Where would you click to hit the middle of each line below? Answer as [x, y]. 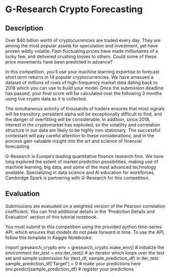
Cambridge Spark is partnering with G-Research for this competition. [78, 178]
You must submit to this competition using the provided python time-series [83, 227]
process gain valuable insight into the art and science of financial [74, 141]
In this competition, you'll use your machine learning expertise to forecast [82, 72]
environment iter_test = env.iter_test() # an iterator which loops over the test [85, 253]
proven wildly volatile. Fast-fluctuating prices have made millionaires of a [82, 51]
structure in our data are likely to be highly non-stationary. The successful [83, 130]
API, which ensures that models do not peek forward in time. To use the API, [85, 232]
